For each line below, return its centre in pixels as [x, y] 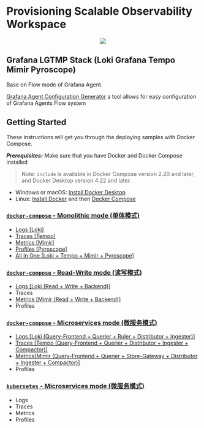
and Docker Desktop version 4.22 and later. [76, 180]
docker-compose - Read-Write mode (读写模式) [74, 272]
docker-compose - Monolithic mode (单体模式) [73, 216]
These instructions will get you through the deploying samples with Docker [101, 137]
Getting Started [36, 122]
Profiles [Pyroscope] [41, 249]
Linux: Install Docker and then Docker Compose [75, 199]
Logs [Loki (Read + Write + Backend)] [63, 286]
